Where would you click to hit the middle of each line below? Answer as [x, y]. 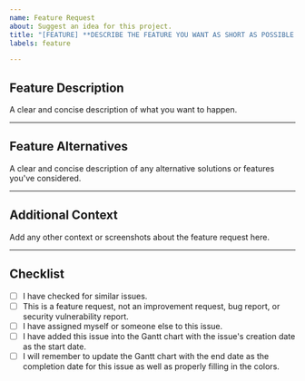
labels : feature [40, 43]
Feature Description [67, 88]
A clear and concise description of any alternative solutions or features [142, 168]
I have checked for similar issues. [85, 296]
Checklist [37, 274]
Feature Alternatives [69, 147]
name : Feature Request [52, 18]
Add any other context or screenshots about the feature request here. [140, 237]
